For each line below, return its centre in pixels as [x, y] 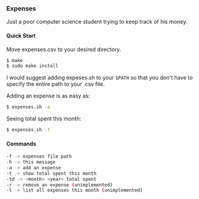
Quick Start [21, 35]
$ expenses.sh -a [28, 107]
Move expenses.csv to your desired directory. [64, 49]
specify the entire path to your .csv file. [56, 84]
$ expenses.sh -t [28, 130]
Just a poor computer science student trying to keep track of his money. [97, 22]
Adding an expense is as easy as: [48, 96]
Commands [21, 144]
